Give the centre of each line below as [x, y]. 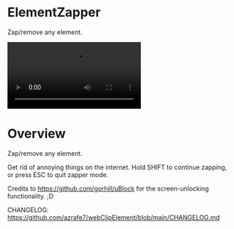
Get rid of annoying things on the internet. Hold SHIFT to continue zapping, [117, 167]
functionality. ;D [31, 196]
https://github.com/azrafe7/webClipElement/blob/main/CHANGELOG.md [114, 217]
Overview [37, 134]
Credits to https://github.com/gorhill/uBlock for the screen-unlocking [108, 188]
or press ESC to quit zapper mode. [58, 174]
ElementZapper [54, 12]
